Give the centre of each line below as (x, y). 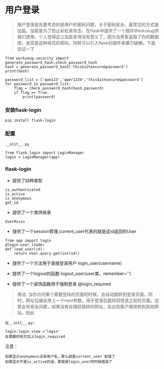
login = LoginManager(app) (33, 157)
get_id (12, 203)
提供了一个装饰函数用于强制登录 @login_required (61, 284)
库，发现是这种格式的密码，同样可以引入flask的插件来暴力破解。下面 (86, 43)
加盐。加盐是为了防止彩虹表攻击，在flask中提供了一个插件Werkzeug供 (88, 30)
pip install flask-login (30, 120)
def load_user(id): (25, 249)
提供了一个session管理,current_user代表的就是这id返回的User (74, 231)
